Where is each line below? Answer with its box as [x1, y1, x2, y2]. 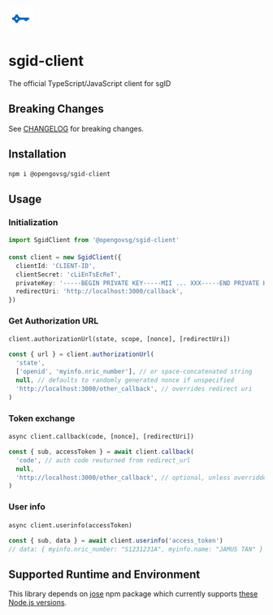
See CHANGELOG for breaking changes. [8, 123, 145, 133]
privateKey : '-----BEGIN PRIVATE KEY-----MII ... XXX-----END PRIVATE [15, 279, 260, 287]
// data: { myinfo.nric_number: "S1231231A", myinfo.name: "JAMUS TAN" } [8, 545, 264, 553]
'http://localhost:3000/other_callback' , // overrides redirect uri [15, 384, 253, 392]
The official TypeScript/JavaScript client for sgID [8, 78, 171, 88]
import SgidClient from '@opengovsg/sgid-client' [8, 236, 180, 245]
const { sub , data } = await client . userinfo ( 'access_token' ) [8, 536, 223, 544]
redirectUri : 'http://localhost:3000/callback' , [15, 288, 184, 296]
